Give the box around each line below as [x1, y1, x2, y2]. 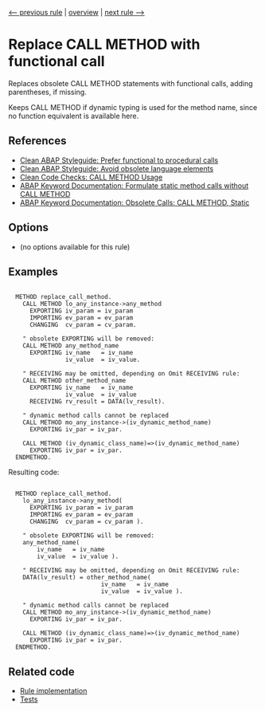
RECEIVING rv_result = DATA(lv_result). [29, 398, 166, 406]
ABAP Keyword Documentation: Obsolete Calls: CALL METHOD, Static [19, 198, 250, 207]
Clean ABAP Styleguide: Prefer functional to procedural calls [19, 155, 219, 165]
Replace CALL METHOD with [8, 36, 201, 53]
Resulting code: [8, 467, 60, 477]
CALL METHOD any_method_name [22, 342, 119, 350]
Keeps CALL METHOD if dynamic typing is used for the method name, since [8, 102, 258, 112]
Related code [8, 665, 76, 678]
